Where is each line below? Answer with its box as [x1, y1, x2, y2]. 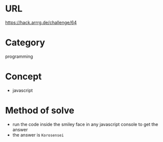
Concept [5, 71, 42, 82]
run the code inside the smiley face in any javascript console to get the [12, 121, 158, 127]
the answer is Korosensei [12, 132, 64, 138]
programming [5, 53, 33, 59]
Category [5, 37, 45, 48]
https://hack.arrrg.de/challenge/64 [5, 19, 77, 25]
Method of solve [5, 105, 74, 116]
